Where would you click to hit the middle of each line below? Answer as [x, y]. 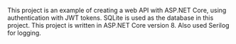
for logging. [24, 33]
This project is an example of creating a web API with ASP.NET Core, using [117, 10]
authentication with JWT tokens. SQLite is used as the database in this [111, 18]
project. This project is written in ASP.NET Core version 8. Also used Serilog [118, 25]
